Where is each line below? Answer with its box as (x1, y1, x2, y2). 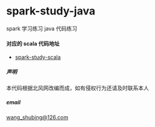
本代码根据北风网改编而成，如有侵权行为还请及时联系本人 (6, 84, 149, 91)
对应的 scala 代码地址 (6, 40, 60, 47)
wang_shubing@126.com (6, 114, 68, 121)
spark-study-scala (14, 54, 62, 61)
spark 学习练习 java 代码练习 (6, 25, 77, 32)
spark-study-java (6, 4, 95, 18)
